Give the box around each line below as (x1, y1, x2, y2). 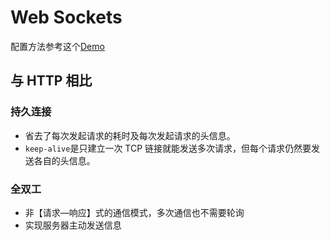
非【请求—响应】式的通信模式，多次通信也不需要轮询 (24, 206, 245, 218)
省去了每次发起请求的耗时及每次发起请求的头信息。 (24, 129, 236, 141)
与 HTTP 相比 (10, 72, 93, 90)
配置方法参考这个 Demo (10, 40, 105, 52)
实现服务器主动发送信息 (24, 219, 122, 231)
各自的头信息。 (33, 154, 96, 166)
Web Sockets (10, 6, 123, 29)
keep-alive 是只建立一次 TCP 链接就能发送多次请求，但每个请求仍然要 (24, 142, 312, 154)
